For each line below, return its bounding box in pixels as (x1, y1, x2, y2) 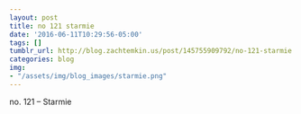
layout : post (9, 13, 59, 22)
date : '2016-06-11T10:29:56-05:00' (9, 30, 143, 39)
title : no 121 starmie (9, 22, 95, 31)
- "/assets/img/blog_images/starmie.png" (9, 72, 168, 81)
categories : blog (9, 55, 75, 64)
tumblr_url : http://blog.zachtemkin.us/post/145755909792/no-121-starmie (9, 47, 293, 56)
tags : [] (9, 38, 42, 48)
